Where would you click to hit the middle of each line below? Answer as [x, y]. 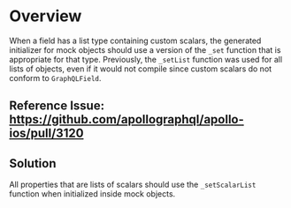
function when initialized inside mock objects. [92, 194]
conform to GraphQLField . [55, 78]
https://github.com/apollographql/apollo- [127, 119]
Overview [46, 16]
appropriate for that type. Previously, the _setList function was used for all [146, 59]
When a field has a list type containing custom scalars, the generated [135, 41]
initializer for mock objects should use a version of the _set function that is [145, 49]
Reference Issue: [57, 106]
